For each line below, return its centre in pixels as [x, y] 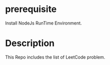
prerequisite [31, 9]
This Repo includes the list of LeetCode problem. [55, 57]
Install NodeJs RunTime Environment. [44, 23]
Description [30, 43]
